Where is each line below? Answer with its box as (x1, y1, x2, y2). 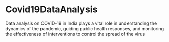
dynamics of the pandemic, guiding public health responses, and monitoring (5, 25, 164, 31)
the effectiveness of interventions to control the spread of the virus (5, 31, 145, 37)
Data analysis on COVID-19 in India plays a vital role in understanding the (5, 20, 157, 26)
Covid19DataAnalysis (5, 4, 98, 15)
